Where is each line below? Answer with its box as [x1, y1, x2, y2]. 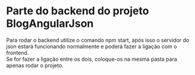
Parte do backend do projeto [6, 4, 149, 18]
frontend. [6, 49, 29, 56]
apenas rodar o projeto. [6, 61, 64, 69]
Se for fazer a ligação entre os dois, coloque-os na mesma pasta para [6, 55, 177, 62]
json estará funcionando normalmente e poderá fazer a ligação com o [6, 43, 177, 50]
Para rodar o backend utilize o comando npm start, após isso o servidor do [6, 36, 190, 43]
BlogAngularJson [6, 17, 94, 30]
